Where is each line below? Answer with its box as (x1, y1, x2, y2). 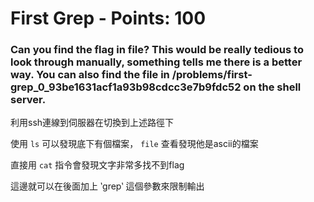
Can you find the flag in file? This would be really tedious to (10, 43, 304, 57)
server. (10, 93, 47, 107)
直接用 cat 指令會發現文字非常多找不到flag (10, 159, 185, 171)
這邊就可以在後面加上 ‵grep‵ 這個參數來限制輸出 (10, 180, 205, 192)
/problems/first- (171, 68, 253, 82)
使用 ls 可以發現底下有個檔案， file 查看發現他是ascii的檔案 (10, 138, 259, 150)
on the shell (243, 80, 302, 94)
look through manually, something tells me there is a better (10, 55, 303, 69)
